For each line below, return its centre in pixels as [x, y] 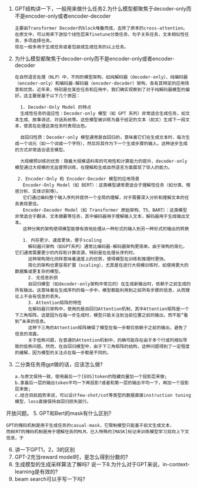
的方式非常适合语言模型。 [41, 150]
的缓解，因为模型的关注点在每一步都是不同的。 [63, 353]
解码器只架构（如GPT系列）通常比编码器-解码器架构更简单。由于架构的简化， [108, 246]
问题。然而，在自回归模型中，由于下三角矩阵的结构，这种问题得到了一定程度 [111, 346]
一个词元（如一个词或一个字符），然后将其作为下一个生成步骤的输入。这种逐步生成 [103, 143]
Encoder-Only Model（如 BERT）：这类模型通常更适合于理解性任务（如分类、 [104, 185]
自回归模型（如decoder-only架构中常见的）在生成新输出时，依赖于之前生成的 [109, 284]
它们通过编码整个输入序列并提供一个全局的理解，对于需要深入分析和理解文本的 [104, 198]
